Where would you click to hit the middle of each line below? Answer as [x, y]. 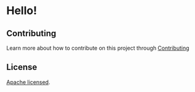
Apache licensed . [28, 82]
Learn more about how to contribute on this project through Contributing [98, 48]
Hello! [22, 11]
